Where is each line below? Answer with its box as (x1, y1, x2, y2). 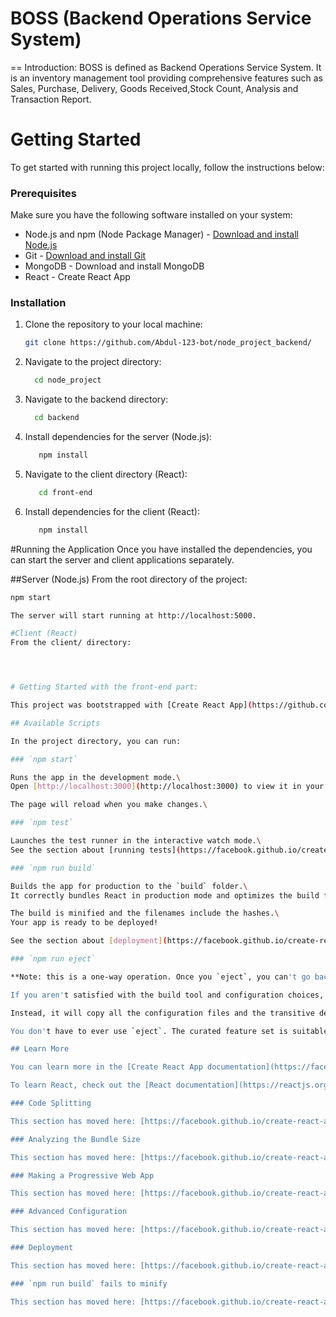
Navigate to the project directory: (24, 356, 162, 368)
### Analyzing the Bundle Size (10, 1134, 141, 1144)
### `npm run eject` (10, 954, 97, 964)
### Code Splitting (10, 1098, 92, 1109)
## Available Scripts (10, 718, 101, 728)
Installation (10, 296, 67, 310)
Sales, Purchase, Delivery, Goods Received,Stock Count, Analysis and (10, 82, 299, 94)
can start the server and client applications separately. (10, 553, 235, 566)
